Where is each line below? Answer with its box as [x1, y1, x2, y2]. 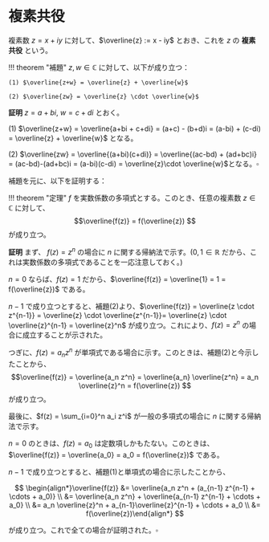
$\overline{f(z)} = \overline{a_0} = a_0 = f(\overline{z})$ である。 [8, 450, 225, 459]
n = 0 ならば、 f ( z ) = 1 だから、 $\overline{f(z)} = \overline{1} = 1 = [8, 274, 226, 283]
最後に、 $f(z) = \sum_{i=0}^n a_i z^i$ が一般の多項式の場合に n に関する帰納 [8, 411, 262, 421]
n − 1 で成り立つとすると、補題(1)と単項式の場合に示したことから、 [8, 467, 230, 476]
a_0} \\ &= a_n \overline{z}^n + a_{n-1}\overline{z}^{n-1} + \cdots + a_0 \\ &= [9, 499, 261, 510]
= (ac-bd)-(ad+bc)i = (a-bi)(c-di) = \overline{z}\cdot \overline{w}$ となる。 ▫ [8, 158, 259, 169]
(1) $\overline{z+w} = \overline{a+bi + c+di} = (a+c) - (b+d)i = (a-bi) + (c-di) [8, 124, 261, 133]
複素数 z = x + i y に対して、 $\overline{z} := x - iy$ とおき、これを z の [8, 35, 240, 45]
